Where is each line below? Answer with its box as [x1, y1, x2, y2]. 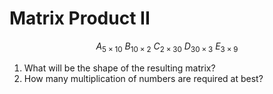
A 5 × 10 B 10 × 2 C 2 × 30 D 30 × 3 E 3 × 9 [95, 40, 239, 54]
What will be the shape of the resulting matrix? [23, 62, 216, 74]
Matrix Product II [9, 7, 151, 30]
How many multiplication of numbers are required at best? [23, 72, 264, 84]
